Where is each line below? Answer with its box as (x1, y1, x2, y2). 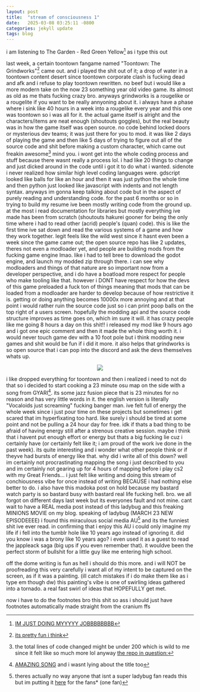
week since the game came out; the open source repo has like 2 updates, (6, 239, 186, 246)
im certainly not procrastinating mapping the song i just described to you (6, 459, 185, 466)
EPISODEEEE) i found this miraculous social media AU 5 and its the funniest (6, 516, 189, 524)
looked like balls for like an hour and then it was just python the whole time (6, 176, 189, 183)
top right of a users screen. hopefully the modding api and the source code (6, 308, 190, 316)
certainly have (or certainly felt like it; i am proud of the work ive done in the (6, 439, 192, 447)
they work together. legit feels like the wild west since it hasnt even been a (6, 233, 189, 240)
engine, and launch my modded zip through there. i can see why (6, 258, 164, 265)
